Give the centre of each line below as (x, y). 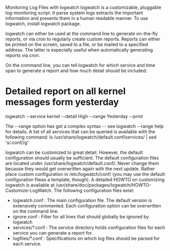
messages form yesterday (62, 102)
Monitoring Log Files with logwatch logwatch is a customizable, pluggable (83, 7)
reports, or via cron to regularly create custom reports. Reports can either (83, 39)
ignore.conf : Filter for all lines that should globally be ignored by (81, 216)
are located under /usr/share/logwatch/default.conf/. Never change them (82, 163)
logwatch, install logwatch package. (43, 24)
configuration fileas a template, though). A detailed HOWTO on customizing (85, 179)
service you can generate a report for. (53, 233)
